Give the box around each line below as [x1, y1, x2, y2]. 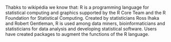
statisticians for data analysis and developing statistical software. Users [5, 26, 157, 32]
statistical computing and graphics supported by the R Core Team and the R [5, 10, 166, 16]
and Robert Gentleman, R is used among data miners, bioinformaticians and [5, 20, 165, 26]
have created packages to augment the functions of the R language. [5, 31, 149, 37]
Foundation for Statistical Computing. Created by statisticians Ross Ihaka [5, 15, 159, 21]
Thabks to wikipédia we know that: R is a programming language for [5, 5, 149, 10]
